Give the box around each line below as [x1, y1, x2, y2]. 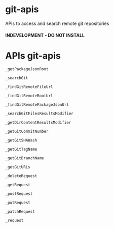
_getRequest [5, 182, 30, 188]
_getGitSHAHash [5, 138, 37, 143]
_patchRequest [5, 209, 35, 214]
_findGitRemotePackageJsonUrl [5, 102, 69, 107]
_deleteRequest [5, 174, 37, 179]
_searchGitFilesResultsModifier [5, 111, 73, 117]
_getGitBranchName [5, 156, 44, 161]
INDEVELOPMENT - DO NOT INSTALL [5, 32, 85, 38]
